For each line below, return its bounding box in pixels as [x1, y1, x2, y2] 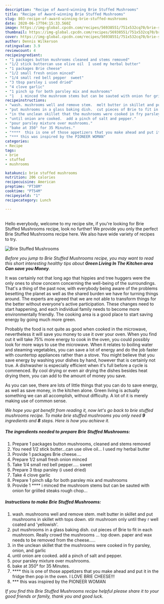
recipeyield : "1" [5, 193, 41, 198]
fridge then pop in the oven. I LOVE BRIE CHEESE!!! [12, 574, 115, 580]
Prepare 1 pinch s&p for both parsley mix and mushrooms [12, 477, 128, 483]
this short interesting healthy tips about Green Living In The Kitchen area [5, 260, 153, 266]
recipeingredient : [5, 52, 42, 58]
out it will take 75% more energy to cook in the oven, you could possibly [5, 336, 150, 342]
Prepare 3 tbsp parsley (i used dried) [12, 467, 86, 473]
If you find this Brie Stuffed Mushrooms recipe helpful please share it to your [5, 588, 159, 594]
